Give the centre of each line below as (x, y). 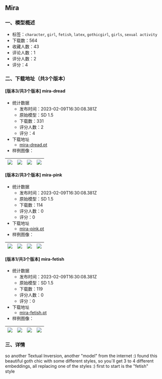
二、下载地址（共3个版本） (36, 78)
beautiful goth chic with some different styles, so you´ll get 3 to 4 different (79, 361)
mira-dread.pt (33, 144)
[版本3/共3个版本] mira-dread (35, 91)
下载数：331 (31, 121)
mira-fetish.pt (33, 313)
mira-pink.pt (32, 229)
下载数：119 (31, 289)
